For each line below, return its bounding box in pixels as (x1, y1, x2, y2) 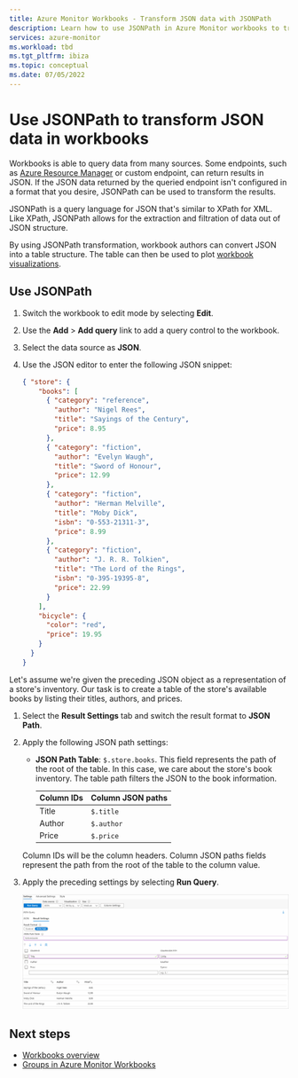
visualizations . (9, 258, 62, 269)
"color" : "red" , (45, 621, 106, 630)
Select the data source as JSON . (21, 342, 142, 352)
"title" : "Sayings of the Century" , (54, 415, 190, 424)
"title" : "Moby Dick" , (54, 508, 138, 517)
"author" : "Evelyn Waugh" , (54, 452, 154, 461)
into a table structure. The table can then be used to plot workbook (9, 248, 255, 259)
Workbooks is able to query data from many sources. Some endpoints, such (9, 158, 287, 169)
